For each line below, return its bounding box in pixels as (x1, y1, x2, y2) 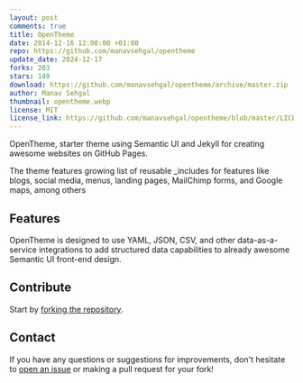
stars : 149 (9, 72, 50, 81)
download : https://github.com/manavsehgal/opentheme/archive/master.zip (9, 80, 289, 89)
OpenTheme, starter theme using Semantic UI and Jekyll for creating (9, 139, 265, 150)
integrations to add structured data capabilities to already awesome (39, 244, 290, 255)
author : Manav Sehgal (9, 88, 91, 97)
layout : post (9, 13, 59, 23)
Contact (9, 330, 56, 345)
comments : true (9, 22, 67, 31)
